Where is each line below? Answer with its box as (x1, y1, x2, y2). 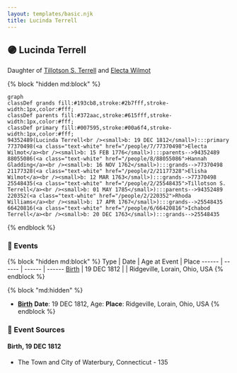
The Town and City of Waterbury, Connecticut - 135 (17, 357, 168, 366)
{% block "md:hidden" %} (7, 285, 83, 294)
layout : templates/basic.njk (7, 10, 93, 18)
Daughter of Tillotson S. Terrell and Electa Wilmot (7, 66, 151, 75)
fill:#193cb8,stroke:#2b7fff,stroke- (57, 100, 170, 107)
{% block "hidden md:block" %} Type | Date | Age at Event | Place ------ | (7, 257, 223, 266)
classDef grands (7, 100, 55, 107)
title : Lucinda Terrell (7, 17, 78, 24)
